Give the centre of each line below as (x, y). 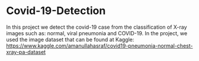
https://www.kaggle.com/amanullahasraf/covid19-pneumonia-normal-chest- (99, 46)
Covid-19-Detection (56, 11)
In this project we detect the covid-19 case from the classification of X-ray (97, 27)
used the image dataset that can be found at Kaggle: (70, 39)
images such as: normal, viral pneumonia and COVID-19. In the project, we (97, 33)
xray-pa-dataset (26, 52)
